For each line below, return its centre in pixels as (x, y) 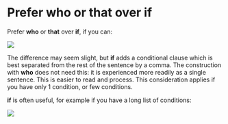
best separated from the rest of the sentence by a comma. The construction (114, 65)
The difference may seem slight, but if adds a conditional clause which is (110, 58)
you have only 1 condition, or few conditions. (70, 86)
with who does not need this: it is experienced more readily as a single (107, 72)
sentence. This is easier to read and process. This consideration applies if (111, 79)
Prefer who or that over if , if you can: (60, 32)
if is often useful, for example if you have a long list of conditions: (99, 100)
